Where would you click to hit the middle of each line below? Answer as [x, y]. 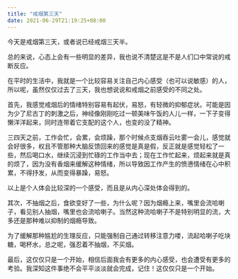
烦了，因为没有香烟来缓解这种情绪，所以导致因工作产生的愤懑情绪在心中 [119, 164]
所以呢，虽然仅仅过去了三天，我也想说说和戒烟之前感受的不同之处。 [107, 89]
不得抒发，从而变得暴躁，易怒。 [66, 172]
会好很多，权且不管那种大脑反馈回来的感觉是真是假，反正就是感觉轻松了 [113, 146]
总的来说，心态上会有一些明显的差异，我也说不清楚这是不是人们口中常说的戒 [119, 57]
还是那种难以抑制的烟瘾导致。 [57, 220]
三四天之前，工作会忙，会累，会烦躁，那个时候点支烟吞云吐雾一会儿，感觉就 [119, 137]
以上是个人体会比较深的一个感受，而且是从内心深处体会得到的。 [100, 188]
